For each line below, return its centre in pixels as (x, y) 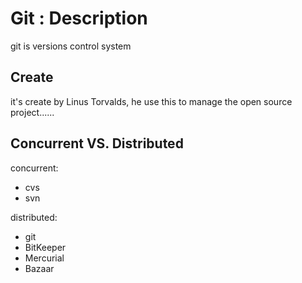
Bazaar (39, 268)
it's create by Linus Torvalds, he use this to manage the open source (151, 101)
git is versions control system (71, 46)
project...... (32, 112)
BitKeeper (45, 247)
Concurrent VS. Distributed (97, 143)
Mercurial (44, 258)
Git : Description (79, 18)
